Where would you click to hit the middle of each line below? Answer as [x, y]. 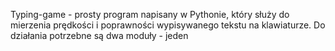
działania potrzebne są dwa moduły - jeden [99, 35]
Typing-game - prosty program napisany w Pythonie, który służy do [150, 14]
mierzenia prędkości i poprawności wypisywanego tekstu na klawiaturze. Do [168, 25]
